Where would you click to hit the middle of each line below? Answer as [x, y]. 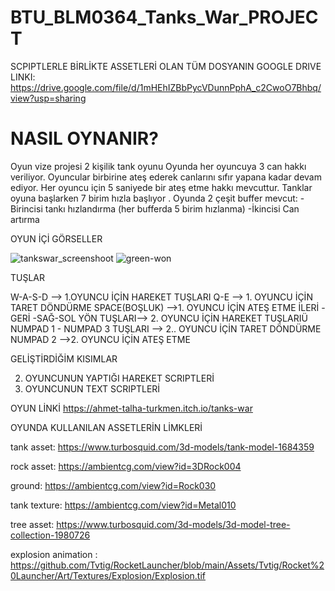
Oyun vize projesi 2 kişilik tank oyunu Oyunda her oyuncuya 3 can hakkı [158, 166]
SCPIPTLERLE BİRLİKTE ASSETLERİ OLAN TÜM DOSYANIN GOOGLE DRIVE [166, 66]
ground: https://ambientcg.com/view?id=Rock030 [113, 485]
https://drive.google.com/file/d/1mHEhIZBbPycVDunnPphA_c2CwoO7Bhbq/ [166, 87]
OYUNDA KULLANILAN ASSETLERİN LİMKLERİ [106, 427]
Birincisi [26, 208]
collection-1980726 [50, 535]
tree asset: [32, 524]
